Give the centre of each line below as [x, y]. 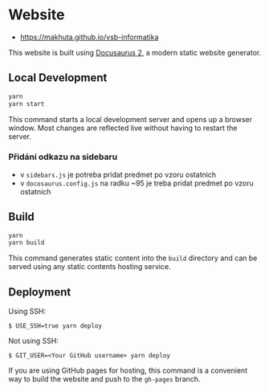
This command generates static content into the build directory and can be [133, 258]
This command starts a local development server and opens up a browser [130, 119]
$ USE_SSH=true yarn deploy [55, 326]
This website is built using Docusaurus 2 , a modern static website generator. [135, 52]
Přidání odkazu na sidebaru [63, 157]
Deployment [40, 292]
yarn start [26, 104]
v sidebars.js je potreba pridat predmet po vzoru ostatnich [118, 174]
